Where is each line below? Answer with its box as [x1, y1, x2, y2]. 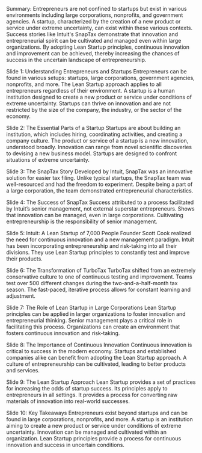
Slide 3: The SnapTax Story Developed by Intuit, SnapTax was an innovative [6, 168, 193, 175]
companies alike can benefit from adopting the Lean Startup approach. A [6, 354, 187, 361]
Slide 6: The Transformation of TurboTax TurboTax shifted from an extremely [6, 267, 196, 274]
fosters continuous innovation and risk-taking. [6, 330, 120, 336]
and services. [6, 367, 40, 374]
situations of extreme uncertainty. [6, 156, 90, 163]
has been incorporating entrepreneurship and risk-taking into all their [6, 242, 177, 249]
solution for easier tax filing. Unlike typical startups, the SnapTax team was [6, 174, 191, 181]
